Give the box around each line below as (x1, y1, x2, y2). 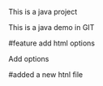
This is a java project (8, 7, 78, 16)
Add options (8, 54, 49, 63)
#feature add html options (8, 38, 96, 48)
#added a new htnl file (8, 70, 84, 80)
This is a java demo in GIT (8, 23, 95, 32)
